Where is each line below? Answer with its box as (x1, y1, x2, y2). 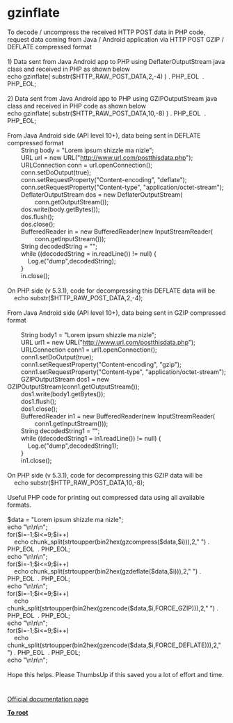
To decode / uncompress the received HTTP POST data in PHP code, (7, 28, 206, 36)
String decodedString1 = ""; (20, 426, 100, 435)
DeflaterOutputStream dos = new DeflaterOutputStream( (20, 190, 183, 199)
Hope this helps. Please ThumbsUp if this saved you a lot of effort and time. (7, 670, 224, 679)
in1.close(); (20, 456, 52, 464)
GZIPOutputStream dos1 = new (20, 375, 110, 383)
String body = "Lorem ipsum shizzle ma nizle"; (20, 146, 154, 154)
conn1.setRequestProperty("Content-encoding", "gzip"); (20, 360, 182, 368)
